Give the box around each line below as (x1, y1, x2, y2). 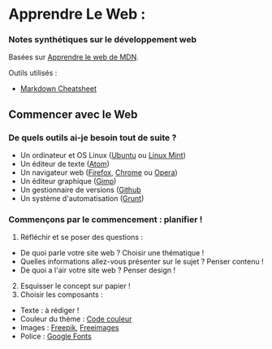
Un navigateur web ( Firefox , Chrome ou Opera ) (19, 168, 179, 177)
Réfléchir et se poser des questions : (19, 233, 144, 242)
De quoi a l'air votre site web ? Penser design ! (19, 265, 176, 275)
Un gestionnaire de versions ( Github (19, 185, 141, 195)
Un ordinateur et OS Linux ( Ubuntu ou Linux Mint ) (19, 151, 187, 160)
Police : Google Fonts (19, 331, 92, 342)
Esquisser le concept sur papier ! (19, 281, 132, 291)
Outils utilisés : (8, 68, 58, 78)
